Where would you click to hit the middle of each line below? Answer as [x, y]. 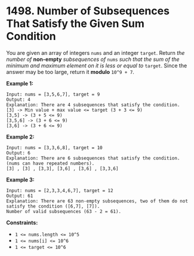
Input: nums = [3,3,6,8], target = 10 [54, 147]
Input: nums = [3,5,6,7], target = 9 [53, 94]
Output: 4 [19, 100]
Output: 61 [20, 196]
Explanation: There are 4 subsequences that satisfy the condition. [93, 105]
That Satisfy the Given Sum [76, 24]
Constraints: [22, 223]
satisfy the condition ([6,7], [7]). [53, 206]
